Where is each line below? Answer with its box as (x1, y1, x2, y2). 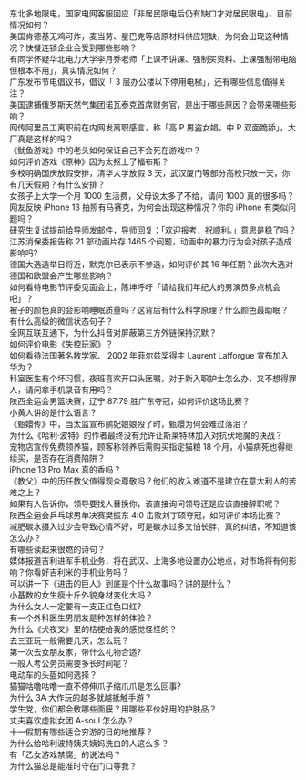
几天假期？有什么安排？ (16, 179, 106, 190)
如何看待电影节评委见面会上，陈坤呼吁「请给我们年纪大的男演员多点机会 (9, 282, 280, 292)
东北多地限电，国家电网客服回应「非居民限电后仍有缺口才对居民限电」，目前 (9, 8, 293, 18)
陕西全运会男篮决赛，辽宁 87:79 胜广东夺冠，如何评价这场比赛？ (9, 396, 250, 406)
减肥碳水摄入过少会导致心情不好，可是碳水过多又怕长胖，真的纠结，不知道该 (9, 521, 297, 532)
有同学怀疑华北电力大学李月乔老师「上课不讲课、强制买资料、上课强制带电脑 (9, 54, 297, 64)
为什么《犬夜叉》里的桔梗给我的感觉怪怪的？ (9, 624, 178, 634)
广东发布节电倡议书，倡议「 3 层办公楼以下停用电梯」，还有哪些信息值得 (9, 77, 279, 87)
